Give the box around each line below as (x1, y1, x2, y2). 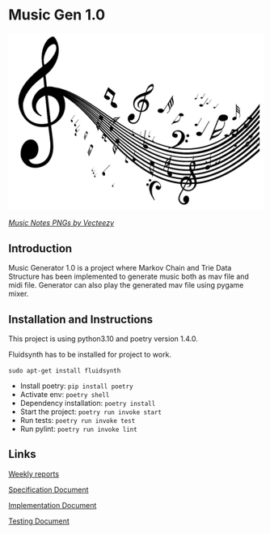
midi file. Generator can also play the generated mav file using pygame (8, 280, 244, 290)
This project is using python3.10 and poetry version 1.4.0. (8, 334, 198, 344)
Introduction (8, 241, 73, 255)
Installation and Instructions (8, 312, 154, 326)
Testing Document (8, 516, 70, 526)
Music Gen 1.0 (8, 6, 106, 24)
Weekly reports (8, 468, 59, 479)
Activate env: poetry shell (19, 390, 110, 399)
